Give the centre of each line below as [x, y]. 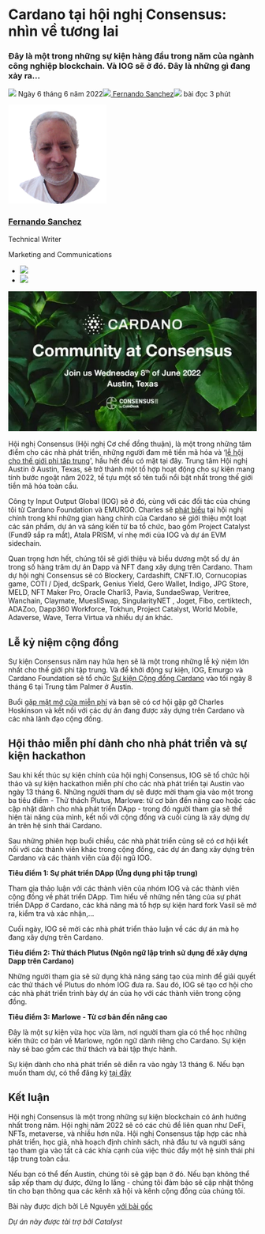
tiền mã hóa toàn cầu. [43, 486]
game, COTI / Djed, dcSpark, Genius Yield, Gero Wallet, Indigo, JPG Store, [128, 584]
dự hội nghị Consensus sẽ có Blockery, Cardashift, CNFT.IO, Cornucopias [127, 576]
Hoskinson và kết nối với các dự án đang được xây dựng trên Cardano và [126, 710]
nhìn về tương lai [63, 31]
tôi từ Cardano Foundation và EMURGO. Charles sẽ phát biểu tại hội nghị [125, 510]
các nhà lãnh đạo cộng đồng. [56, 719]
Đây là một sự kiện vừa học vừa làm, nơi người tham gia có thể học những [127, 1032]
